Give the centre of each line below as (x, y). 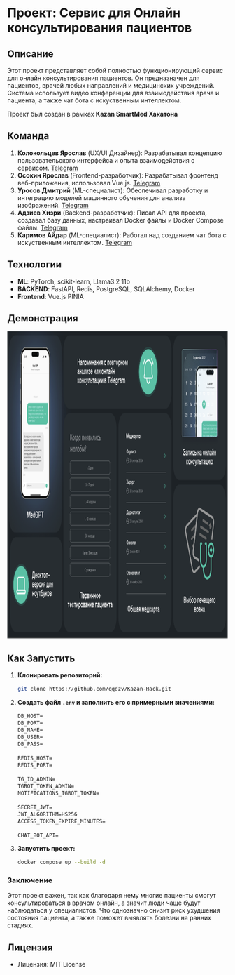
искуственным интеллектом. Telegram (75, 242)
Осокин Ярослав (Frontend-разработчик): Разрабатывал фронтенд (117, 175)
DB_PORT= (30, 723)
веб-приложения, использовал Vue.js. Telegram (89, 183)
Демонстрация (43, 318)
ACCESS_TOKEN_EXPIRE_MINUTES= (62, 822)
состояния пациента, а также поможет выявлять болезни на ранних (109, 918)
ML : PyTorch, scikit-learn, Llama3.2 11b (74, 281)
